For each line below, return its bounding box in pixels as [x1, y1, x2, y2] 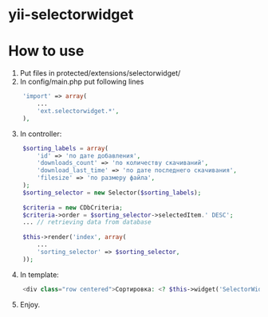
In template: [19, 269, 60, 280]
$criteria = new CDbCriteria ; [22, 203, 124, 212]
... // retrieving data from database [22, 218, 152, 226]
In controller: [19, 129, 62, 139]
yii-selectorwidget [8, 6, 134, 24]
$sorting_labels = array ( [22, 144, 109, 152]
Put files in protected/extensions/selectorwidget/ [19, 68, 181, 78]
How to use [8, 42, 85, 61]
